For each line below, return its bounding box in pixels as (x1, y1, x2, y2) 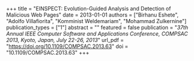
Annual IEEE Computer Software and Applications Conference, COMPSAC (6, 30, 189, 37)
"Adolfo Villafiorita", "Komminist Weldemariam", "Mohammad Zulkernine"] (6, 18, 187, 24)
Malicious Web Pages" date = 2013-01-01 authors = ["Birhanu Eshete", (6, 11, 179, 18)
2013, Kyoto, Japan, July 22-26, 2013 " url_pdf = (6, 37, 124, 43)
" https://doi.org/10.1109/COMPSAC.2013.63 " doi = (6, 43, 129, 50)
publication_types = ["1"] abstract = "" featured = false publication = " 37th (6, 24, 189, 31)
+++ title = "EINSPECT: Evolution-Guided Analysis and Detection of (6, 5, 171, 12)
